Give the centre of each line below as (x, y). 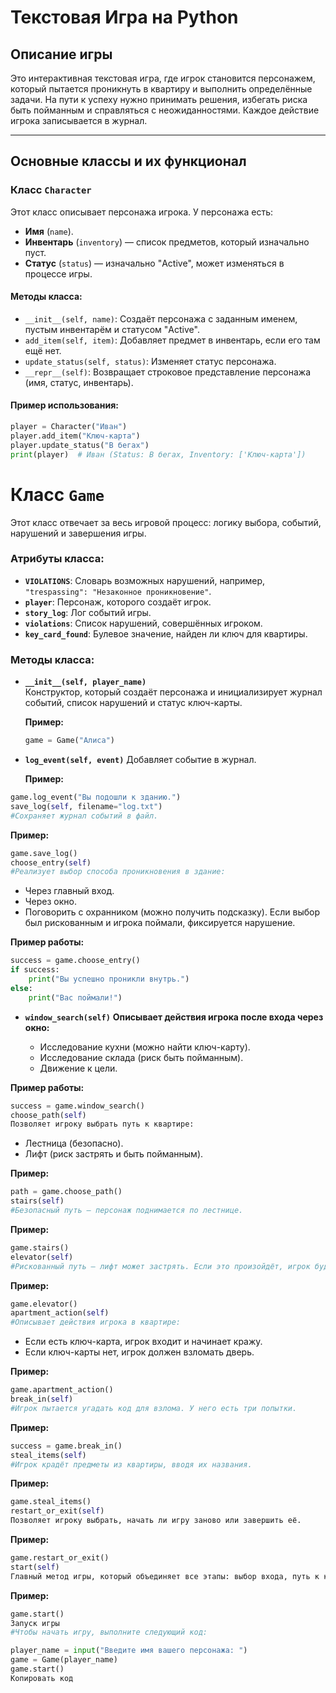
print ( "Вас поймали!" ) (75, 997)
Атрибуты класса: (57, 559)
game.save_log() (44, 853)
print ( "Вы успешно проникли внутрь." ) (109, 979)
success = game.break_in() (66, 1446)
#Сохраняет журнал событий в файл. (84, 816)
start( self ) (35, 1567)
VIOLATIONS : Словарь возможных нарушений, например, (145, 580)
